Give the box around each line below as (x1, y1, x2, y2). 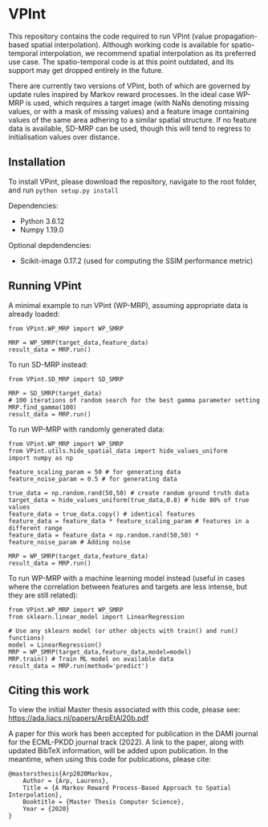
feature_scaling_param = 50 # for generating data (8, 468, 181, 476)
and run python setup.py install (8, 185, 119, 195)
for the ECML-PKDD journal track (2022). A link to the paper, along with (8, 737, 245, 747)
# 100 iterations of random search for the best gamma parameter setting (8, 396, 261, 404)
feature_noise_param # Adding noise (8, 538, 131, 546)
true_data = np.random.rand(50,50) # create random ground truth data (8, 488, 250, 497)
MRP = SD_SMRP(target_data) (8, 389, 103, 397)
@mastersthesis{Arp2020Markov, (8, 770, 113, 778)
